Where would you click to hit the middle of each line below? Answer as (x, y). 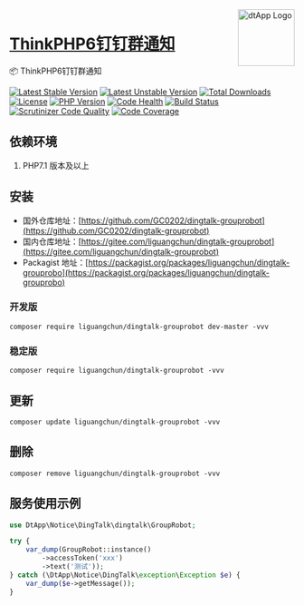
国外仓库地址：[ (52, 220)
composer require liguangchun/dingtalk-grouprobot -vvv (117, 371)
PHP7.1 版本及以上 (56, 165)
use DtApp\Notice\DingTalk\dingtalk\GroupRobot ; (103, 525)
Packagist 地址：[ (55, 262)
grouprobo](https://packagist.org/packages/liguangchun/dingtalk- (146, 272)
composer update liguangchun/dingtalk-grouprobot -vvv (115, 422)
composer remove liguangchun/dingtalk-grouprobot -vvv (115, 473)
